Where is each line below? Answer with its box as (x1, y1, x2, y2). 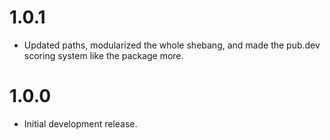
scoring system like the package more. (23, 49, 184, 61)
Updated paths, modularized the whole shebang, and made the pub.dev (23, 39, 321, 51)
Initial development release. (23, 117, 138, 130)
